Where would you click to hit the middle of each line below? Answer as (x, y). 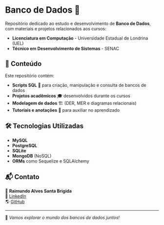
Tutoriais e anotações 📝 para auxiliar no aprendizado (66, 110)
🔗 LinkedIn (16, 196)
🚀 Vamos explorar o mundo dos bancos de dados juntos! (62, 218)
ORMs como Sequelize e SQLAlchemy (51, 161)
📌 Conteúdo (23, 64)
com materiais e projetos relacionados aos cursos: (56, 28)
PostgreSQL (25, 145)
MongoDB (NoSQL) (32, 156)
